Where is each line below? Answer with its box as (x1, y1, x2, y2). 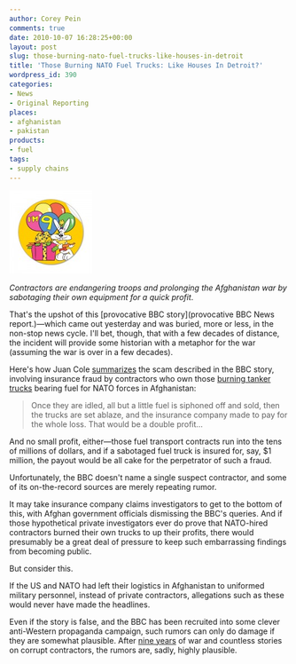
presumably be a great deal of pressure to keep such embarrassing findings (9, 536, 287, 547)
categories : (9, 80, 53, 89)
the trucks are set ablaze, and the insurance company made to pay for (30, 409, 288, 420)
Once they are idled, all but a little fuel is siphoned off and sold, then (30, 399, 281, 410)
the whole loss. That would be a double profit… (30, 418, 204, 430)
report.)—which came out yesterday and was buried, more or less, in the (9, 318, 275, 328)
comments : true (9, 23, 66, 33)
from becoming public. (9, 546, 92, 557)
